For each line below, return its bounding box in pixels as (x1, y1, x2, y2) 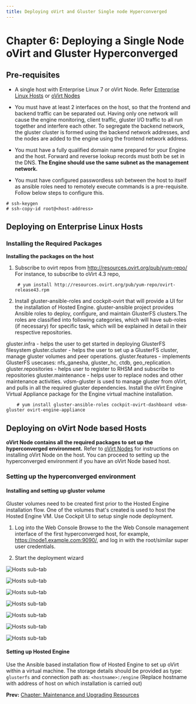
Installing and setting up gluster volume (6, 487, 105, 494)
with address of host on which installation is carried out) (6, 680, 142, 687)
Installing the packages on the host (6, 253, 94, 260)
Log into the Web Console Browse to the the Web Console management (14, 524, 190, 532)
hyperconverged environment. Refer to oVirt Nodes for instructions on (6, 445, 179, 452)
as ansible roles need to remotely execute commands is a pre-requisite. (14, 182, 188, 190)
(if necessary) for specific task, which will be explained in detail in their (14, 322, 187, 330)
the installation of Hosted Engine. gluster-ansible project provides (14, 304, 174, 311)
